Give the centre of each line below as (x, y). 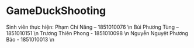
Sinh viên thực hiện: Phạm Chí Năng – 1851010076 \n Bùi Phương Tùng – (93, 27)
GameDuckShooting (56, 11)
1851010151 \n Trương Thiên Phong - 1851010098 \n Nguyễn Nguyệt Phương (97, 33)
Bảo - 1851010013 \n (30, 39)
